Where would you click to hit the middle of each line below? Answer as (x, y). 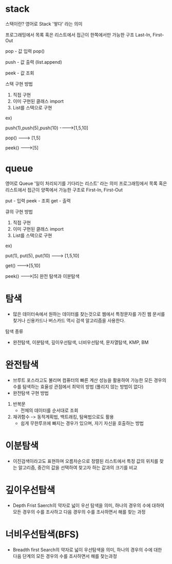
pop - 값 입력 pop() (25, 51)
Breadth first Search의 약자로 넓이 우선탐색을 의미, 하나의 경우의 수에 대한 (87, 550)
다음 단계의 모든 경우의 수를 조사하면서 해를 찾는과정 (65, 556)
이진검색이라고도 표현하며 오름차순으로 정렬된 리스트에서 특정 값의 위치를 (85, 461)
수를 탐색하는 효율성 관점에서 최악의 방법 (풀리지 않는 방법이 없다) (78, 386)
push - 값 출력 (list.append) (34, 62)
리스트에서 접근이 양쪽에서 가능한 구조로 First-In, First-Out (64, 190)
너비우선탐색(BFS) (42, 534)
